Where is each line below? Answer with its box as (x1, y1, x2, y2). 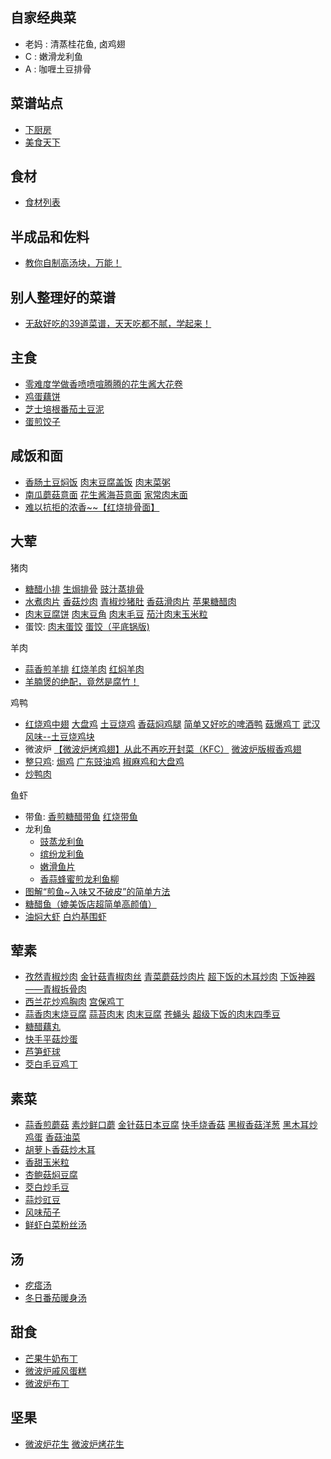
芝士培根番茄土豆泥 (24, 403, 105, 415)
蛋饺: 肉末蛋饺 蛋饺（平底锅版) (24, 620, 150, 632)
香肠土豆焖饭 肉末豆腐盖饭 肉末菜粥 (24, 476, 171, 488)
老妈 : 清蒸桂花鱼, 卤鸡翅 (24, 38, 126, 50)
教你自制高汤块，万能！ (24, 257, 122, 269)
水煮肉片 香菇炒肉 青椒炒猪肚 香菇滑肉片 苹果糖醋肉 (24, 595, 237, 607)
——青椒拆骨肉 (24, 983, 87, 995)
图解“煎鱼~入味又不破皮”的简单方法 (24, 885, 171, 897)
